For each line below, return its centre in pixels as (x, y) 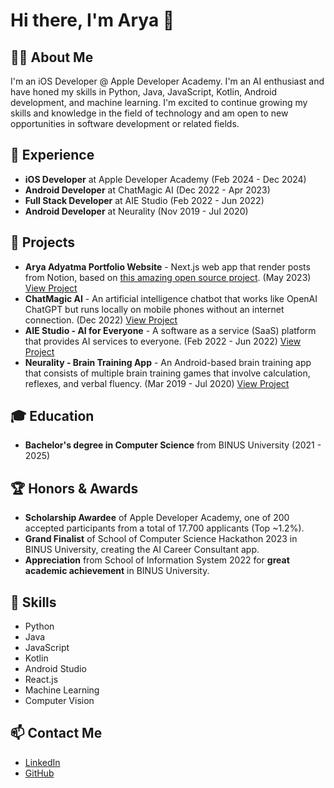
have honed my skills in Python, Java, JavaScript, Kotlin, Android (144, 92)
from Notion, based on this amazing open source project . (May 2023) (168, 277)
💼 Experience (52, 155)
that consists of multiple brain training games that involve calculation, (167, 373)
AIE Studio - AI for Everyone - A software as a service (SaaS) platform (170, 330)
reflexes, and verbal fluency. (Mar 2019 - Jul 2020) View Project (157, 383)
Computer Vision (59, 701)
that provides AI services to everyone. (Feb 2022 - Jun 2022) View (163, 341)
